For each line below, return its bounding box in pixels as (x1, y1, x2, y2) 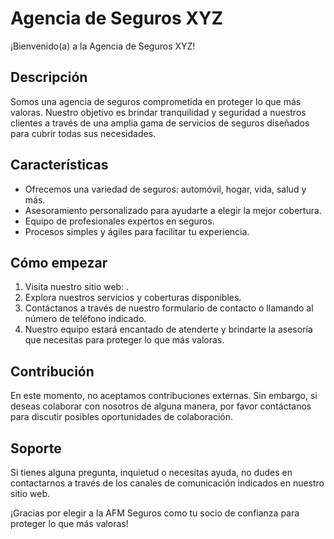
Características (10, 157, 109, 174)
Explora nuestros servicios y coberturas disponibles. (24, 292, 242, 304)
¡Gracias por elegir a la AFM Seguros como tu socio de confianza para (10, 507, 300, 519)
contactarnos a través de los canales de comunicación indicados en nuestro (10, 477, 325, 489)
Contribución (10, 363, 95, 380)
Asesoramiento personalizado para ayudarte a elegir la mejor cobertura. (24, 204, 322, 216)
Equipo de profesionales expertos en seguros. (24, 215, 215, 227)
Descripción (10, 69, 88, 86)
